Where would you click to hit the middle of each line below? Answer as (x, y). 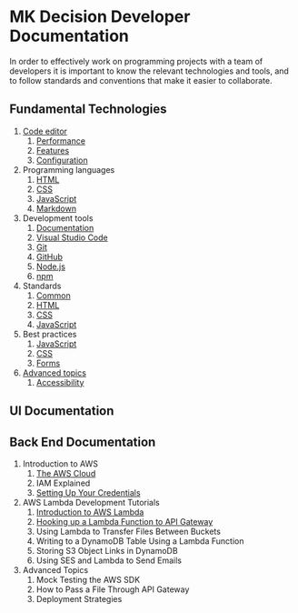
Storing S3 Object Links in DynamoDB (107, 550)
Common (53, 295)
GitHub (50, 256)
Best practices (50, 334)
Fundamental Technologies (88, 110)
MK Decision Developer (100, 17)
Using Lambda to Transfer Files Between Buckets (128, 531)
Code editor (45, 131)
